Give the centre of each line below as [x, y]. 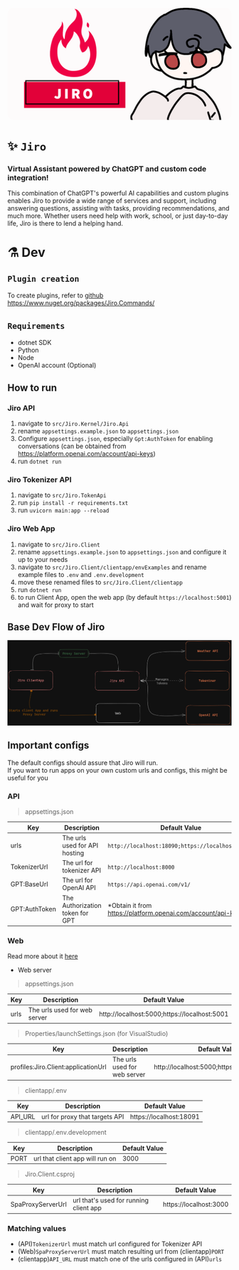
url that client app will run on [75, 1158]
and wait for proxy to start [55, 605]
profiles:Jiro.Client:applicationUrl [58, 1067]
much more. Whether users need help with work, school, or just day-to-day [118, 216]
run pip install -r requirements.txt [73, 503]
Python [28, 350]
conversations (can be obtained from [72, 446]
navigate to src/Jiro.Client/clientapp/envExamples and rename [112, 567]
